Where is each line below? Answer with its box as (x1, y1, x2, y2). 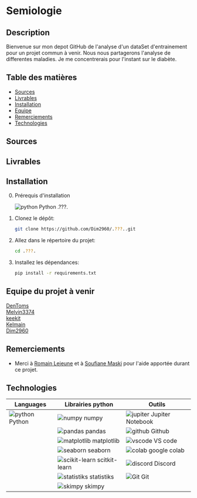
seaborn (87, 446, 111, 454)
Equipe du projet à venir (6, 286, 95, 296)
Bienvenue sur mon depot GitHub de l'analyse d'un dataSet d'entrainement (6, 43, 188, 50)
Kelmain (6, 320, 26, 327)
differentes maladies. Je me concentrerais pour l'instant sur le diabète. (6, 56, 177, 62)
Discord (154, 460, 176, 468)
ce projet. (14, 366, 38, 373)
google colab (148, 446, 185, 454)
